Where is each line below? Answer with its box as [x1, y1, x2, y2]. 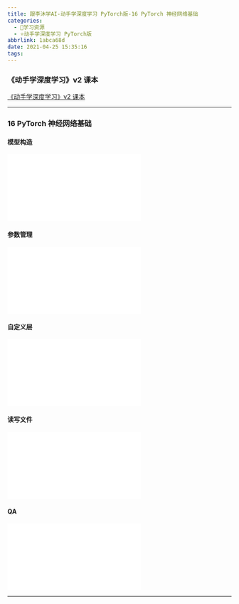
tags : [7, 51, 23, 58]
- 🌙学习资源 [14, 23, 45, 31]
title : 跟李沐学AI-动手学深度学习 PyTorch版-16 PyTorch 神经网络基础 [7, 10, 198, 18]
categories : [7, 17, 43, 24]
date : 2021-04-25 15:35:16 [7, 43, 87, 51]
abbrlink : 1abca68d [7, 37, 65, 44]
